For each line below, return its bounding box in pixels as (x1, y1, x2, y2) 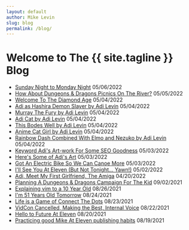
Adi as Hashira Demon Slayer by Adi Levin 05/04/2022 (14, 103, 150, 110)
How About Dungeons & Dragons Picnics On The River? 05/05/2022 (14, 90, 184, 97)
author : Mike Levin (6, 14, 55, 20)
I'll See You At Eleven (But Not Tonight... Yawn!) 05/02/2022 (14, 166, 163, 173)
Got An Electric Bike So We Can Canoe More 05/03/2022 (14, 160, 156, 167)
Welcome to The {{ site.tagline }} (6, 51, 173, 65)
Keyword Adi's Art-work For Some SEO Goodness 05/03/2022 (14, 147, 169, 154)
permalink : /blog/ (6, 25, 52, 32)
